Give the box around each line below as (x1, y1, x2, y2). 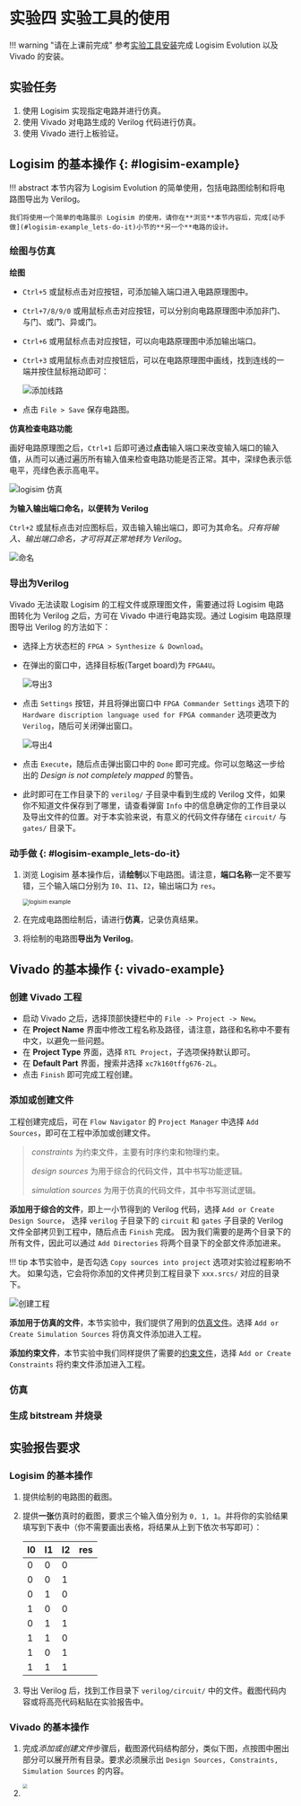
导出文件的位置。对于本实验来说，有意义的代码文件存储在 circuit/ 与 (30, 811, 287, 822)
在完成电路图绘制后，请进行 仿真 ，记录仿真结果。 (21, 914, 203, 925)
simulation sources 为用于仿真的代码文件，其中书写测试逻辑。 (30, 1184, 262, 1195)
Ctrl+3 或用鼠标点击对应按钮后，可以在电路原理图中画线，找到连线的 (21, 354, 277, 365)
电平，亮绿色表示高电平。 (9, 465, 104, 475)
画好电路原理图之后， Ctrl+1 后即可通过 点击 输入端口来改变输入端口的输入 (9, 442, 279, 453)
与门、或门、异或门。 (21, 316, 101, 327)
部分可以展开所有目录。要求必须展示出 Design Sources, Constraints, (21, 1754, 279, 1766)
